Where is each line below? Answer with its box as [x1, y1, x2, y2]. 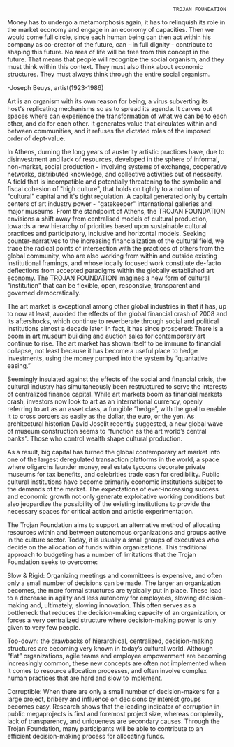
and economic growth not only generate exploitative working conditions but [7, 492, 225, 501]
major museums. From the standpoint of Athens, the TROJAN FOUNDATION [7, 207, 226, 215]
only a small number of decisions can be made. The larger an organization [7, 579, 221, 587]
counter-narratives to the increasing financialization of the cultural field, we [7, 237, 224, 245]
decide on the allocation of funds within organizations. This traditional [7, 543, 208, 551]
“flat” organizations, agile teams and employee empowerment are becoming [7, 652, 226, 660]
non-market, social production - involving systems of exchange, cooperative [7, 163, 228, 170]
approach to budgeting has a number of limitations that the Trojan [7, 551, 197, 559]
